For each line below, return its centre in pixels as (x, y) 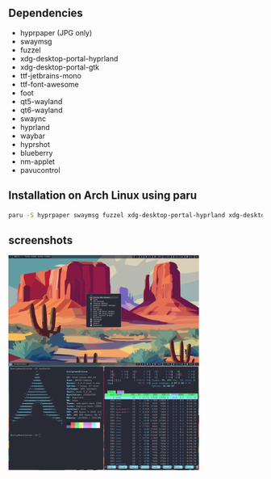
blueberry (36, 153)
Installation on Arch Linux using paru (103, 196)
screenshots (41, 240)
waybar (33, 136)
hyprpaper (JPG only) (56, 32)
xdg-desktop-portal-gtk (60, 67)
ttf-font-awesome (49, 84)
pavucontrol (40, 170)
